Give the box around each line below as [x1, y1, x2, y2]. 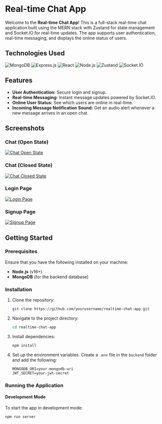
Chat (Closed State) [5, 162, 53, 169]
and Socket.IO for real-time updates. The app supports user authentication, [5, 30, 156, 36]
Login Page [5, 185, 33, 192]
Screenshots [5, 124, 45, 132]
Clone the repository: [12, 297, 55, 303]
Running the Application [5, 382, 64, 388]
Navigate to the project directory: [12, 315, 79, 321]
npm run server [5, 414, 36, 419]
